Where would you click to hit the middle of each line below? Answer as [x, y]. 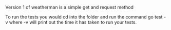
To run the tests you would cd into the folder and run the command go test [84, 17]
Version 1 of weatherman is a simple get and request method [70, 7]
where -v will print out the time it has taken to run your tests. [73, 22]
